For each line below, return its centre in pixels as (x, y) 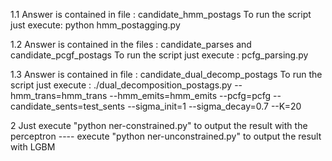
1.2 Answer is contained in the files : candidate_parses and (131, 44)
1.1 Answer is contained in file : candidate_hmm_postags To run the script (161, 14)
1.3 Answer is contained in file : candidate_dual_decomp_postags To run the (166, 74)
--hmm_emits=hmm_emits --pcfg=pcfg (190, 95)
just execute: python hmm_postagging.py (95, 25)
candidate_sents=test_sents (68, 106)
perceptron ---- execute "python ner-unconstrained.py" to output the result (166, 136)
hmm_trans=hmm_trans (59, 95)
